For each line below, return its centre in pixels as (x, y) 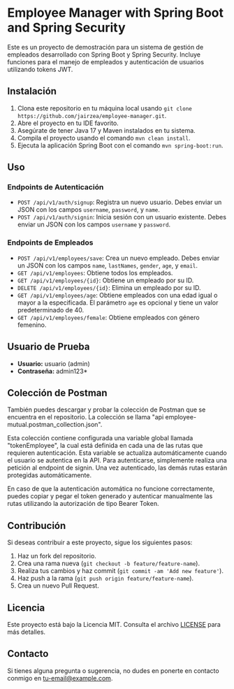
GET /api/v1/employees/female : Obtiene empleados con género (109, 317)
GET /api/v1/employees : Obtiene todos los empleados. (95, 273)
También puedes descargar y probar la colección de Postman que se (107, 409)
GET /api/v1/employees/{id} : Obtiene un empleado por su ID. (105, 280)
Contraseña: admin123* (52, 371)
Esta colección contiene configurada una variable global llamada (100, 438)
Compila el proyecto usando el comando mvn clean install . (104, 138)
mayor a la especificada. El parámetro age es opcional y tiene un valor (118, 303)
